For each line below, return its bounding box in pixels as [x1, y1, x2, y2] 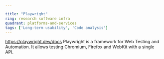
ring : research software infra [5, 16, 70, 21]
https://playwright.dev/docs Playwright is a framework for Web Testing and [5, 39, 160, 45]
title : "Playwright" [5, 11, 48, 16]
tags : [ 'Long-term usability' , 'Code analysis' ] [5, 25, 108, 30]
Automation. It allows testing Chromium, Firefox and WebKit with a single [5, 44, 155, 50]
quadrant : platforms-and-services [5, 21, 77, 26]
